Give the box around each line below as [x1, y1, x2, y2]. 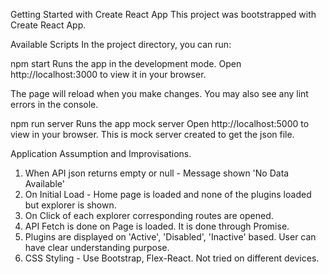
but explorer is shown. [24, 199, 117, 211]
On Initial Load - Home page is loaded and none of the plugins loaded [24, 189, 312, 200]
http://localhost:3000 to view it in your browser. [10, 69, 207, 80]
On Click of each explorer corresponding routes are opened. [24, 210, 274, 221]
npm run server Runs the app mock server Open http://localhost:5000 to [10, 118, 310, 129]
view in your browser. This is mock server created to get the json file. [10, 129, 295, 140]
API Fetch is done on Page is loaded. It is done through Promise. [24, 220, 290, 232]
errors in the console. [10, 99, 99, 110]
